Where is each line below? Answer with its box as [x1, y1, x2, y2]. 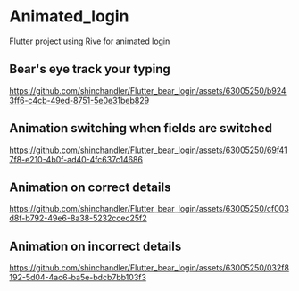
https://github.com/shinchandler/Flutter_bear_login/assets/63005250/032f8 [9, 262, 290, 273]
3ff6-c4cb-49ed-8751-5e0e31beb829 [9, 95, 150, 105]
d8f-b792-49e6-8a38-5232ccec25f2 [9, 212, 147, 224]
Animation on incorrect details [9, 238, 182, 254]
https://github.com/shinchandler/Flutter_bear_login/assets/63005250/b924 [9, 85, 287, 96]
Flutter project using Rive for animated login [9, 36, 170, 46]
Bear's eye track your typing [9, 62, 171, 77]
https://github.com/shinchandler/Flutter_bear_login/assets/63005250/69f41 [9, 145, 287, 155]
